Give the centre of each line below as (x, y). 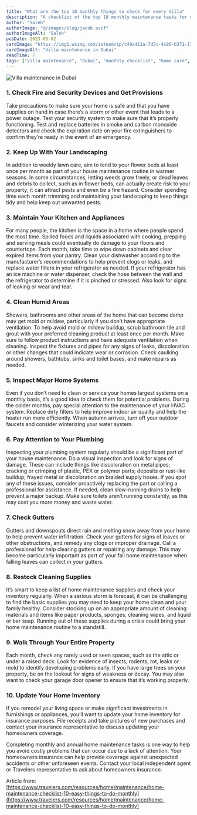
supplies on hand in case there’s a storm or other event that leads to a (90, 112)
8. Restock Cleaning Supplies (49, 577)
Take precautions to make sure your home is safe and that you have (88, 105)
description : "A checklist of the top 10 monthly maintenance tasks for (97, 17)
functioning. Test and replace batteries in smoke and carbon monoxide (91, 124)
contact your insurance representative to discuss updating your (83, 727)
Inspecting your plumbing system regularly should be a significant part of (95, 452)
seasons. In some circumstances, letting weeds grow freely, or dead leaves (97, 178)
